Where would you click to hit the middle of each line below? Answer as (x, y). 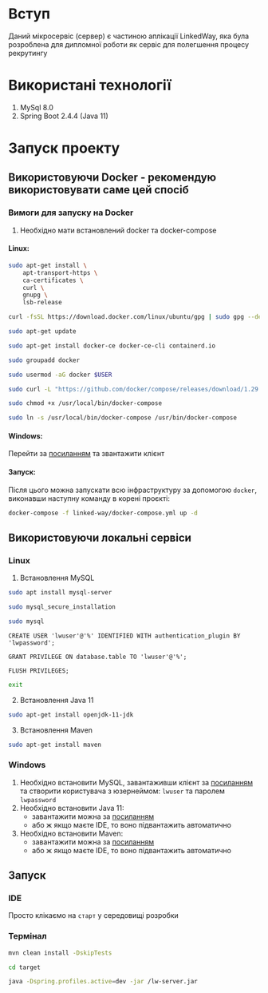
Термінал (28, 936)
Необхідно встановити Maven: (71, 833)
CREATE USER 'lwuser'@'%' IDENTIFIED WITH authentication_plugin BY (124, 636)
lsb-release (42, 303)
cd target (25, 967)
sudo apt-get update (43, 332)
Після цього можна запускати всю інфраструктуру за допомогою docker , (133, 490)
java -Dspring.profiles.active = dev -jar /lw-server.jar (103, 982)
